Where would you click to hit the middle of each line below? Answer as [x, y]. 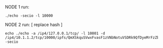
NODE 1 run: [17, 7]
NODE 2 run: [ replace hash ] [34, 24]
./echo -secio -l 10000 [29, 16]
